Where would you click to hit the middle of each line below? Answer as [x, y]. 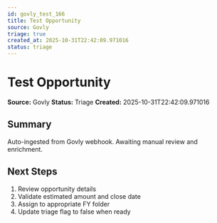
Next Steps [32, 172]
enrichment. [25, 149]
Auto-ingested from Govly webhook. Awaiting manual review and [102, 141]
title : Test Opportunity [44, 21]
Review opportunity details [57, 189]
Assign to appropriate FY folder [64, 204]
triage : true [27, 34]
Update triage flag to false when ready [74, 212]
